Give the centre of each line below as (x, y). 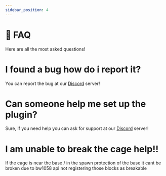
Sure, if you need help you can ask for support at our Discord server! (77, 128)
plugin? (22, 115)
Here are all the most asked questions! (45, 49)
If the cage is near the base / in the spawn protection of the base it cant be (83, 163)
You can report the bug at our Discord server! (53, 83)
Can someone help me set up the (76, 104)
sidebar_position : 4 (27, 10)
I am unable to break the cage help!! (82, 149)
